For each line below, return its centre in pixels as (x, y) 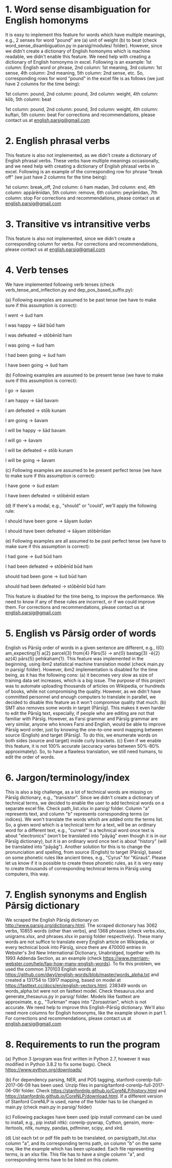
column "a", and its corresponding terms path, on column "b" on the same (83, 1143)
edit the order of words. (30, 757)
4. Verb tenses (37, 270)
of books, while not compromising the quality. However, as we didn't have (83, 691)
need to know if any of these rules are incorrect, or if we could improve (80, 601)
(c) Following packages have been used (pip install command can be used (84, 1117)
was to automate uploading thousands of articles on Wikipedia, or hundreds (85, 686)
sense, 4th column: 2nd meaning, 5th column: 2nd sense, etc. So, (75, 73)
